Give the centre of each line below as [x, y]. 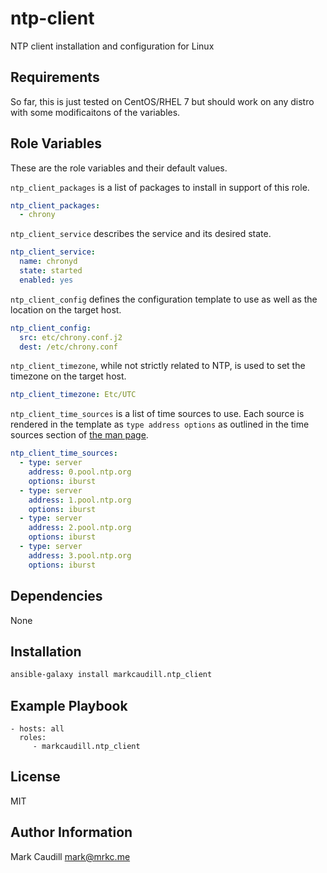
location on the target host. [66, 309]
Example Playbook [69, 705]
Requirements [55, 77]
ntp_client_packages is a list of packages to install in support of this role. [160, 187]
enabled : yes [46, 280]
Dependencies [56, 596]
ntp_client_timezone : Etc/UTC [73, 395]
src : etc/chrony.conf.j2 [71, 337]
